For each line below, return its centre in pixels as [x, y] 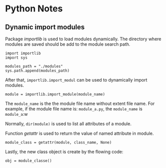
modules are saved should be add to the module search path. [68, 44]
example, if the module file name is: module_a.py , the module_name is [74, 109]
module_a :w [17, 114]
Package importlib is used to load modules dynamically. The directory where [83, 39]
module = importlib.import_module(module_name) [55, 94]
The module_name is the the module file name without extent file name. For [80, 103]
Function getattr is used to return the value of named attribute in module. [80, 133]
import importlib [23, 53]
